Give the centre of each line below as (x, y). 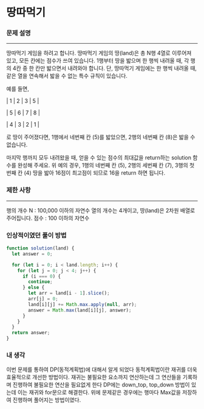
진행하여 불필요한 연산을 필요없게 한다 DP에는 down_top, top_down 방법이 (101, 385)
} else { (33, 288)
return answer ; (31, 333)
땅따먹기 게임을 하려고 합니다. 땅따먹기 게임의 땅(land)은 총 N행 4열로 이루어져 (99, 53)
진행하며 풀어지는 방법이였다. (47, 400)
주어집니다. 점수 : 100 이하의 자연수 (48, 218)
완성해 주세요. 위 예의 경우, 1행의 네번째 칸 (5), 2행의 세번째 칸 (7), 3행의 (103, 166)
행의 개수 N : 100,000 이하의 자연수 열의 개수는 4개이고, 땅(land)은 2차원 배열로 (101, 210)
